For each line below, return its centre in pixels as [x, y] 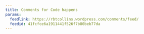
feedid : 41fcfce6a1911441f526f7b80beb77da [55, 24]
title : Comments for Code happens [42, 10]
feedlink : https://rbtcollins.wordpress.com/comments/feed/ [74, 19]
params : [13, 14]
